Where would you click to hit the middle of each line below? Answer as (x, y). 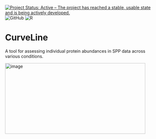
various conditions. (24, 56)
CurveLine (27, 38)
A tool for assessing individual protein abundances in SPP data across (75, 51)
